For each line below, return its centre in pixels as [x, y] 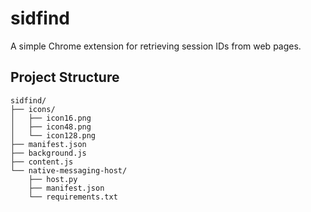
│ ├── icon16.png [51, 118]
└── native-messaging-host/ [69, 170]
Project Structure [65, 77]
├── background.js [48, 153]
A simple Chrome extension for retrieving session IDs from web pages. [156, 46]
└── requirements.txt [73, 197]
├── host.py [53, 179]
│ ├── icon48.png [51, 127]
